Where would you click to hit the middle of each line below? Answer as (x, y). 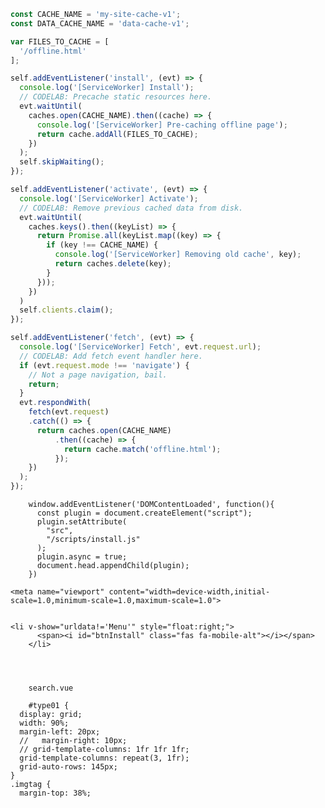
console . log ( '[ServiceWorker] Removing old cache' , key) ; (178, 255)
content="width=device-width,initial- (189, 592)
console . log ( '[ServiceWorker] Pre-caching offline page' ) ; (162, 125)
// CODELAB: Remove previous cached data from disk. (131, 208)
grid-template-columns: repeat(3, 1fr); (104, 758)
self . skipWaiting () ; (62, 162)
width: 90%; (44, 723)
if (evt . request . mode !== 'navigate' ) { (104, 365)
